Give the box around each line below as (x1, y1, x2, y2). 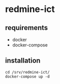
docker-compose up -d (5, 74, 50, 79)
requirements (5, 23, 48, 32)
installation (5, 56, 41, 65)
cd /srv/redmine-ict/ (5, 69, 50, 74)
